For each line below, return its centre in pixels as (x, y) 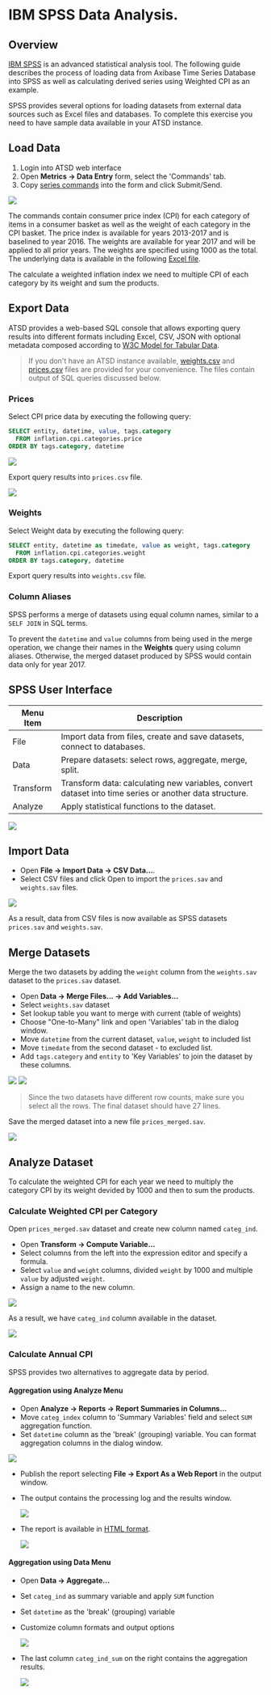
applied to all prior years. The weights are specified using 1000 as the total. (133, 250)
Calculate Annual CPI (51, 1355)
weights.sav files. (49, 888)
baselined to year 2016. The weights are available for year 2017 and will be (132, 241)
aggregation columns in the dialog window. (91, 1443)
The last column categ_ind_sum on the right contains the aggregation (134, 1659)
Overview (33, 45)
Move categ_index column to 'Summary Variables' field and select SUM (136, 1417)
